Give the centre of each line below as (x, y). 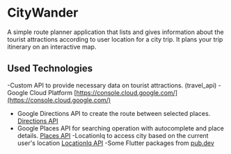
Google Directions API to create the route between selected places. (114, 113)
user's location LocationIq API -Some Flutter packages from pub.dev (115, 143)
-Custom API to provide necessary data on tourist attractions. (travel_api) (112, 85)
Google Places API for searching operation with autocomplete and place (120, 128)
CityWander (43, 13)
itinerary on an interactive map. (52, 46)
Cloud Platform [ (53, 92)
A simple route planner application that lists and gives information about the (115, 32)
